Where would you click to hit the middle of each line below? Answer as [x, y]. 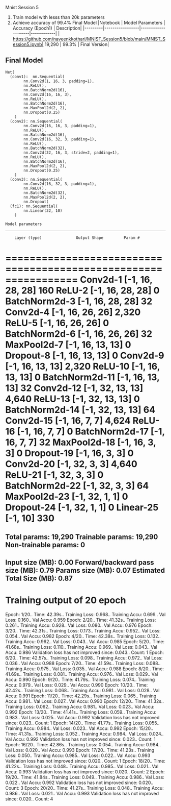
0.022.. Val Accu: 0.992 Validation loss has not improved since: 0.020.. [79, 783]
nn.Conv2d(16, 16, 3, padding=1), [60, 126]
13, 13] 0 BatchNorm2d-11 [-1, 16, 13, [82, 377]
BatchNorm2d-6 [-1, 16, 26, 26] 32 [79, 334]
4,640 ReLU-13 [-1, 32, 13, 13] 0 [73, 399]
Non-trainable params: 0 [45, 545]
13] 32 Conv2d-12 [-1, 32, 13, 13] [74, 388]
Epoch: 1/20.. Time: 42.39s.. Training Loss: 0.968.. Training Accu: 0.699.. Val [85, 614]
